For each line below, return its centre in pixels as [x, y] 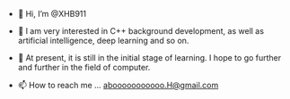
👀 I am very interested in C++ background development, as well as [141, 31]
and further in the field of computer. [84, 67]
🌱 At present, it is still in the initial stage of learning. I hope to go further [149, 58]
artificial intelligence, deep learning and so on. [103, 41]
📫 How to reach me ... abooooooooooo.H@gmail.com [118, 85]
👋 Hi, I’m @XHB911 [52, 14]
